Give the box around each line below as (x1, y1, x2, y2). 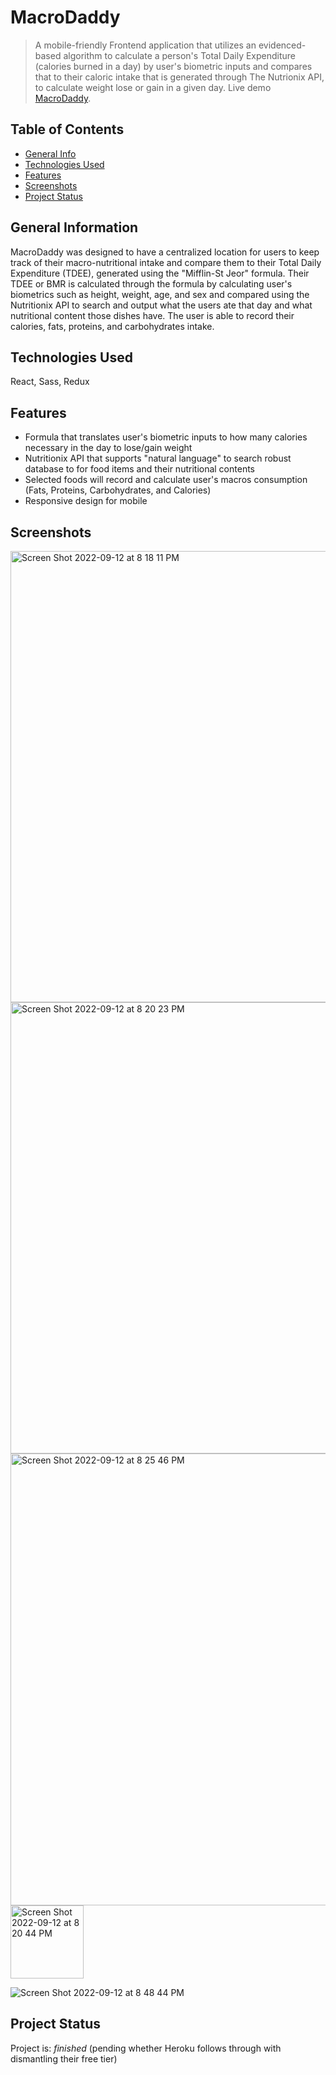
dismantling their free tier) (10, 2052, 118, 2065)
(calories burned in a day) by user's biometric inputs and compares (34, 60, 313, 72)
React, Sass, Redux (10, 376, 90, 388)
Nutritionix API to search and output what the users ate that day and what (10, 299, 313, 311)
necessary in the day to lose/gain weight (24, 442, 193, 454)
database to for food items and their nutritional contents (24, 463, 255, 475)
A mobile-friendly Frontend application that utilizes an (34, 39, 257, 51)
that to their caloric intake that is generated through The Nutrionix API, (34, 71, 325, 83)
